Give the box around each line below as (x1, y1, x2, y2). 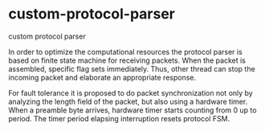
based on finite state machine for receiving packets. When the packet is (8, 55, 247, 65)
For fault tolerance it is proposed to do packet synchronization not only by (8, 88, 253, 97)
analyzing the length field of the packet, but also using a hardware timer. (8, 96, 248, 106)
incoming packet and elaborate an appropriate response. (8, 72, 197, 82)
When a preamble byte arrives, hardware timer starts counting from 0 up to (8, 105, 257, 115)
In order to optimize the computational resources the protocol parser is (8, 47, 243, 56)
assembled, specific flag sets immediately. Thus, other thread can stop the (8, 63, 255, 73)
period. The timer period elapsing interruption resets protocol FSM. (8, 113, 230, 123)
